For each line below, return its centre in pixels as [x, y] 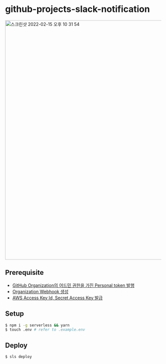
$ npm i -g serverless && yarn [37, 325]
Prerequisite [25, 273]
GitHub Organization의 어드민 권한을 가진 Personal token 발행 [73, 285]
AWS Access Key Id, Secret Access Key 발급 [57, 298]
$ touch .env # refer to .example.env [45, 330]
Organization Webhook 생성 [40, 291]
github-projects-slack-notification [78, 9]
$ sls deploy [19, 357]
